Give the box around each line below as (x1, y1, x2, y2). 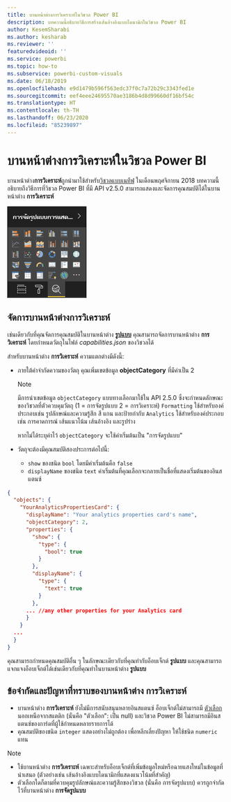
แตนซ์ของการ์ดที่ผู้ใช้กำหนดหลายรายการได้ (17, 719, 113, 727)
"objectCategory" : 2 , (25, 519, 89, 526)
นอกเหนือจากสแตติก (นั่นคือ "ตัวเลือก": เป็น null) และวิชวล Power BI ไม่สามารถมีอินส (17, 711, 221, 720)
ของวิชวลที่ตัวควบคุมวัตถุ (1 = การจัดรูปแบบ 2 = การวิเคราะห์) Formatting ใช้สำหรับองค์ (17, 401, 224, 410)
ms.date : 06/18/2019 (7, 77, 67, 84)
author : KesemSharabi (7, 26, 70, 33)
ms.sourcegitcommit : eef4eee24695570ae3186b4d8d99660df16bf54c (7, 92, 195, 99)
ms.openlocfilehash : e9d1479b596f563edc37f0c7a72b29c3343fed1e (7, 84, 195, 92)
